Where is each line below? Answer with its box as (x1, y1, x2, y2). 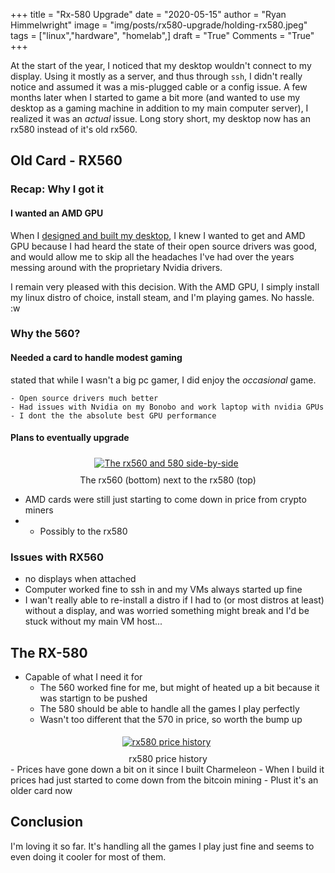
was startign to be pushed (39, 692, 148, 704)
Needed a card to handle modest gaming (10, 352, 183, 364)
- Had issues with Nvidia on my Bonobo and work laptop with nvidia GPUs (10, 402, 325, 412)
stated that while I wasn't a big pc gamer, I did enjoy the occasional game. (10, 374, 317, 386)
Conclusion (10, 814, 84, 831)
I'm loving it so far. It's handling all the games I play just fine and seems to (10, 840, 315, 852)
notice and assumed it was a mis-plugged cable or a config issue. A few (10, 81, 308, 93)
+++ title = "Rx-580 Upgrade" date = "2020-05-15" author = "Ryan (10, 9, 287, 20)
